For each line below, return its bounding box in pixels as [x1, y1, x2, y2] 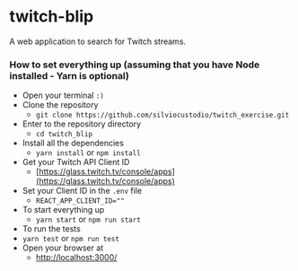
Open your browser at [22, 242, 104, 253]
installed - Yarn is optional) [9, 69, 130, 82]
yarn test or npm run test [22, 233, 119, 244]
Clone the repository [22, 100, 99, 110]
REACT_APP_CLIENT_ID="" [35, 197, 126, 205]
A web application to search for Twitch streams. [9, 36, 187, 47]
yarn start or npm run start [35, 214, 141, 225]
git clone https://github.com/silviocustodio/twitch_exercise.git [35, 110, 290, 120]
